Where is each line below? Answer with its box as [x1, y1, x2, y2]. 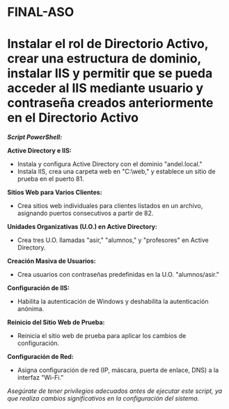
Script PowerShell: [7, 133, 63, 141]
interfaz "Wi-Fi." [17, 374, 64, 382]
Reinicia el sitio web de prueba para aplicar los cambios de [17, 332, 187, 340]
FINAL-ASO [7, 4, 74, 20]
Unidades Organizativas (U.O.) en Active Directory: [7, 223, 158, 231]
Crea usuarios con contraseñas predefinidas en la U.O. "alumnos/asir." [17, 271, 219, 279]
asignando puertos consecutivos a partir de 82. [17, 209, 154, 218]
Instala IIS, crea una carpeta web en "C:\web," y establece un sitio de [17, 168, 216, 176]
